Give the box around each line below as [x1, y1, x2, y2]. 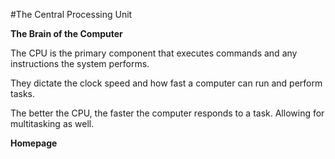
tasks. [10, 88, 36, 99]
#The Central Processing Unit [10, 9, 133, 20]
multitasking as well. [10, 118, 95, 129]
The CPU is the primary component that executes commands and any [10, 47, 298, 59]
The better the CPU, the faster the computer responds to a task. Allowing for [10, 107, 325, 119]
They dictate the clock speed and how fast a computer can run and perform [10, 77, 323, 89]
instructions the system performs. [10, 58, 150, 69]
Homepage [10, 137, 58, 149]
